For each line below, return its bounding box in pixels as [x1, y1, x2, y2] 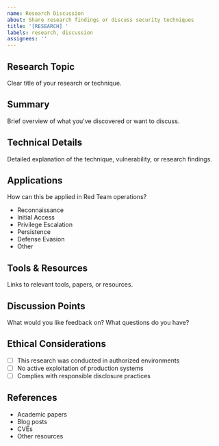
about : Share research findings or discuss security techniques [7, 16, 194, 23]
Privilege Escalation [16, 220, 73, 229]
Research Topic [7, 61, 75, 73]
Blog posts [16, 417, 48, 425]
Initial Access [16, 213, 55, 222]
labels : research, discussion [7, 29, 94, 36]
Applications [7, 174, 63, 186]
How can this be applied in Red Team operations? [7, 193, 147, 201]
